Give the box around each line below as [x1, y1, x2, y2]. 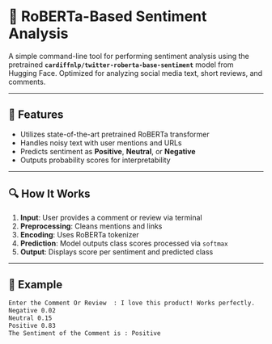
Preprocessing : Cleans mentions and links [19, 221, 163, 231]
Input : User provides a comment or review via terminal [19, 212, 202, 222]
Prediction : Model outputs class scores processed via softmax [19, 238, 228, 248]
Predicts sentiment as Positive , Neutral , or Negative [19, 146, 196, 156]
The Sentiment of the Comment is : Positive [8, 329, 161, 338]
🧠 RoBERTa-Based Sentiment [8, 7, 207, 26]
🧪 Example [8, 278, 63, 292]
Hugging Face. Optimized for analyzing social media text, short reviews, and [8, 68, 263, 78]
